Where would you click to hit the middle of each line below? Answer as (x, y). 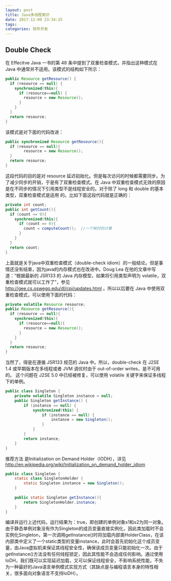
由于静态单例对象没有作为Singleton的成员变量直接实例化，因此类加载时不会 (84, 529)
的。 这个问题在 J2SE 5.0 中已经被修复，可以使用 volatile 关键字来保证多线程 (86, 375)
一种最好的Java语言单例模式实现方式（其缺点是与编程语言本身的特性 (82, 567)
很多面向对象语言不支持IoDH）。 (47, 573)
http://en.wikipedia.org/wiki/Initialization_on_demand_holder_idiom (75, 464)
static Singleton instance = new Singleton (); (74, 483)
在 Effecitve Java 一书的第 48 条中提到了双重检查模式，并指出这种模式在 (81, 62)
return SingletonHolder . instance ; (60, 502)
